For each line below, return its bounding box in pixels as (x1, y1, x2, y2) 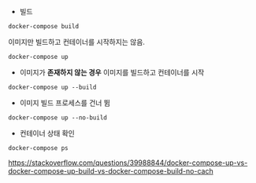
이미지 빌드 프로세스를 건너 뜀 (19, 98, 110, 108)
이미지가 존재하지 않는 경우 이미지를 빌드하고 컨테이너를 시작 (19, 68, 205, 77)
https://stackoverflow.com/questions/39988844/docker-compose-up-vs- (8, 158, 248, 167)
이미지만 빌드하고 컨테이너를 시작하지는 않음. (8, 38, 146, 46)
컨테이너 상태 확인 (19, 129, 75, 137)
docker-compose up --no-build (8, 114, 108, 122)
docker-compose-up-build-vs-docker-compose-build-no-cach (8, 167, 214, 175)
